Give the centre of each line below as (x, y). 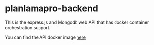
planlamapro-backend (52, 9)
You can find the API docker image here (46, 37)
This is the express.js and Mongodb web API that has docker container (77, 22)
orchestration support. (28, 27)
